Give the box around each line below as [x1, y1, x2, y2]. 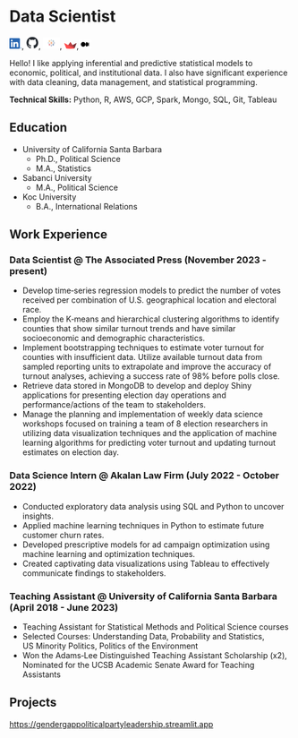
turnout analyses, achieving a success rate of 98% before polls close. [21, 371, 280, 382]
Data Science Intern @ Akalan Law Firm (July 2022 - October [9, 469, 280, 482]
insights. [21, 511, 54, 521]
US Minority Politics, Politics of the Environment [21, 640, 199, 651]
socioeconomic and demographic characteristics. [21, 333, 206, 344]
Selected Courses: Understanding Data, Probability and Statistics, [21, 631, 265, 642]
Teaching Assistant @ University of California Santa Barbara [9, 589, 277, 602]
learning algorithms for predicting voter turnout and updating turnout [21, 437, 276, 449]
